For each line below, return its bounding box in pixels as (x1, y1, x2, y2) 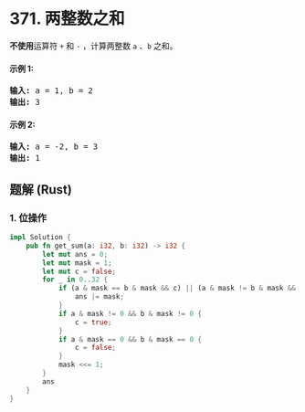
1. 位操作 (9, 211, 47, 224)
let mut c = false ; (42, 267, 117, 276)
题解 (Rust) (9, 182, 73, 197)
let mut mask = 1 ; (42, 258, 112, 268)
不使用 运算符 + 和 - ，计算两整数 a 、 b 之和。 (9, 40, 178, 51)
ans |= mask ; (74, 292, 125, 301)
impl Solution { (9, 233, 71, 242)
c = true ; (74, 317, 112, 327)
